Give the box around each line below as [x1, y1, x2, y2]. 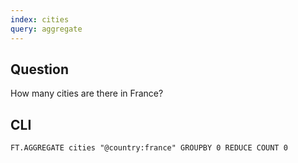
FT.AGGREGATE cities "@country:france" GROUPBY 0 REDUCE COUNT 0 [10, 143, 288, 153]
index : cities [10, 14, 70, 25]
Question [10, 61, 69, 78]
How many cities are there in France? [10, 87, 164, 100]
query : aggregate [10, 24, 83, 34]
